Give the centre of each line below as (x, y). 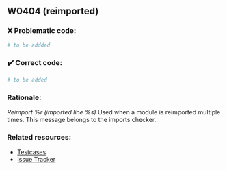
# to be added (27, 80)
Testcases (31, 152)
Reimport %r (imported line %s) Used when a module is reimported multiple (114, 112)
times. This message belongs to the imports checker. (82, 120)
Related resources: (39, 137)
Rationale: (24, 97)
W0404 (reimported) (53, 11)
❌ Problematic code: (42, 31)
